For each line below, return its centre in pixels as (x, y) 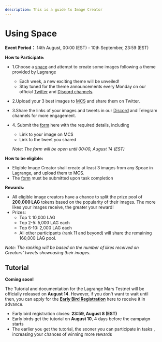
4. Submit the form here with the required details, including (71, 125)
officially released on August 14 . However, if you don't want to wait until (77, 294)
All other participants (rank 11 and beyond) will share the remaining (86, 233)
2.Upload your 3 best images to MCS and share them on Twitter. (76, 101)
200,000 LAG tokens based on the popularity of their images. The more (84, 202)
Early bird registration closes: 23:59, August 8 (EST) (65, 314)
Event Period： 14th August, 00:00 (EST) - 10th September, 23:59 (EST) (77, 48)
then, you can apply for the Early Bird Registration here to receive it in (75, 299)
